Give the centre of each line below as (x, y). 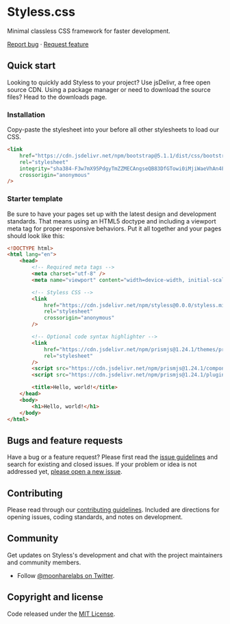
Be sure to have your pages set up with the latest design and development (112, 214)
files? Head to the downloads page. (57, 97)
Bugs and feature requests (65, 441)
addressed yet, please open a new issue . (65, 472)
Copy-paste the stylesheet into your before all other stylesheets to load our (113, 130)
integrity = (35, 169)
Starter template (35, 199)
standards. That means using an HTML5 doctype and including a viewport (112, 221)
